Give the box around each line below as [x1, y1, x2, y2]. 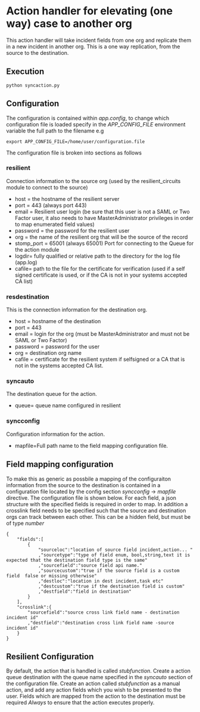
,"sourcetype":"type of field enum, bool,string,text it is [37, 552, 190, 558]
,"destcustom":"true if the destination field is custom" [37, 583, 185, 589]
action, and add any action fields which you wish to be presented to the [6, 686, 182, 694]
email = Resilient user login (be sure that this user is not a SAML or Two [14, 208, 190, 215]
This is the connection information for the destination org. [6, 306, 148, 314]
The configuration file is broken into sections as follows [6, 149, 142, 156]
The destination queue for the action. [6, 391, 97, 398]
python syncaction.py [6, 82, 60, 88]
